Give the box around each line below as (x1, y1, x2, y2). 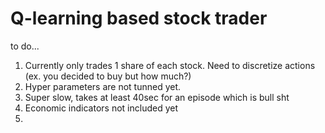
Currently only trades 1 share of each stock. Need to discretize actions (24, 59, 316, 71)
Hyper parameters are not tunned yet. (24, 80, 182, 92)
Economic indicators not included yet (24, 102, 179, 114)
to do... (10, 40, 40, 52)
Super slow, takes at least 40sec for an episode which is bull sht (24, 91, 290, 103)
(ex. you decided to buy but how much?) (24, 70, 192, 82)
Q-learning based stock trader (10, 7, 268, 30)
